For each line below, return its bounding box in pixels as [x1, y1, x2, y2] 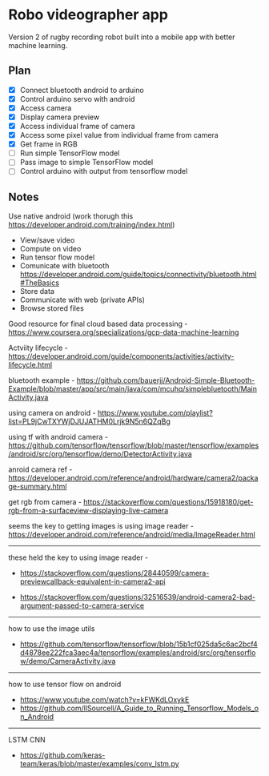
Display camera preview [19, 112, 100, 122]
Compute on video [19, 244, 82, 254]
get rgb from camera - [8, 497, 82, 507]
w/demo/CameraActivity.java [19, 657, 116, 666]
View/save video [19, 235, 75, 245]
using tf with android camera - [8, 432, 108, 442]
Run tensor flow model [19, 252, 95, 262]
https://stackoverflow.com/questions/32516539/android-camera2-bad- [19, 593, 256, 602]
